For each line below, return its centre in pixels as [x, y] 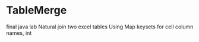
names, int [19, 33]
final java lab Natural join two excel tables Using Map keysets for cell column [100, 27]
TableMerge [37, 10]
